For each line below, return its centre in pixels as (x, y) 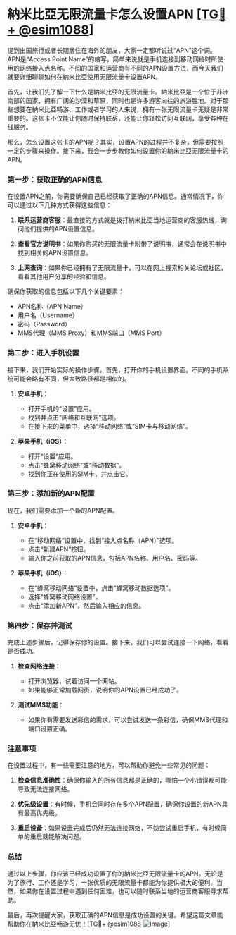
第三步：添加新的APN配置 (51, 494)
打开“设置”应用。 (52, 456)
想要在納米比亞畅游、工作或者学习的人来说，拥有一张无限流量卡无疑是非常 (121, 109)
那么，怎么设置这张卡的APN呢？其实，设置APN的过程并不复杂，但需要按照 (116, 142)
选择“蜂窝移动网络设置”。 (65, 597)
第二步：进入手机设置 (43, 353)
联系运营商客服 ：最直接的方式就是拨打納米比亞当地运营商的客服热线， (119, 220)
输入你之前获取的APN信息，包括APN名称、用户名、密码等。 (114, 558)
